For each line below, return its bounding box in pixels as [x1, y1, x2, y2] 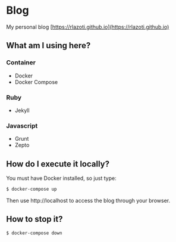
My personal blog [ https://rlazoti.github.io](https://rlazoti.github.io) [6, 23, 169, 30]
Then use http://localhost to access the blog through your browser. [6, 197, 171, 204]
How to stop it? [6, 214, 63, 224]
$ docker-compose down [6, 230, 62, 236]
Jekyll [14, 107, 30, 114]
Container [6, 58, 36, 67]
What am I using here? [6, 41, 91, 51]
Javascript [6, 122, 38, 130]
